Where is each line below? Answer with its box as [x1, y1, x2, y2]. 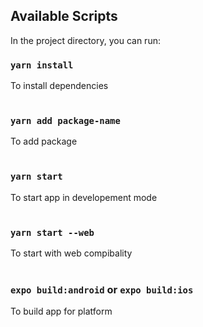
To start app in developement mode [10, 191, 158, 203]
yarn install [10, 59, 74, 71]
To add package [10, 135, 78, 148]
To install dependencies [10, 80, 109, 92]
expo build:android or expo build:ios [10, 282, 194, 296]
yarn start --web [10, 227, 95, 238]
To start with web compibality [10, 247, 133, 259]
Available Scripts [10, 8, 118, 25]
